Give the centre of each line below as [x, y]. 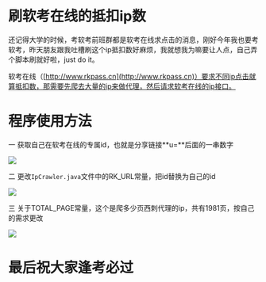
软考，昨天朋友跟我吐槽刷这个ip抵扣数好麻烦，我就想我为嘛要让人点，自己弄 [133, 49]
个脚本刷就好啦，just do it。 [54, 59]
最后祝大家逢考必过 [71, 268]
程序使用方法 [50, 122]
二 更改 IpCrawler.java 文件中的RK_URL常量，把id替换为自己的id [112, 176]
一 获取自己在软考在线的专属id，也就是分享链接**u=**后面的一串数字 [121, 144]
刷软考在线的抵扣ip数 [77, 16]
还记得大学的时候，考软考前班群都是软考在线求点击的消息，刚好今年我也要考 [133, 40]
